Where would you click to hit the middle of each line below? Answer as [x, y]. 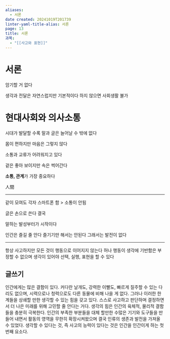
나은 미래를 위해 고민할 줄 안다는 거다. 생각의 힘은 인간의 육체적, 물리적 [85, 306]
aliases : [14, 10]
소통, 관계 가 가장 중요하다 [30, 176]
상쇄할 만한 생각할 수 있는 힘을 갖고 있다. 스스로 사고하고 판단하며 [82, 300]
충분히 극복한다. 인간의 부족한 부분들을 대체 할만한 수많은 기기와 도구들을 [86, 313]
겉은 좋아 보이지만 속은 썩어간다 [36, 165]
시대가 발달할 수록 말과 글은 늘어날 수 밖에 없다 [51, 133]
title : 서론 [17, 33]
